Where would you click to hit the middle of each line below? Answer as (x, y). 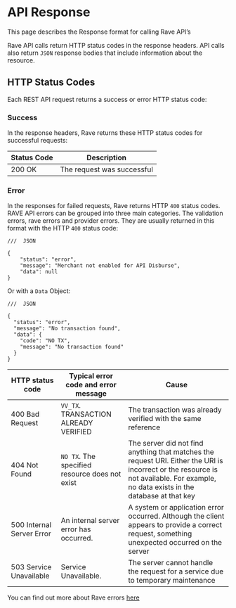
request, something (160, 533)
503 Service (31, 567)
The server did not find (166, 444)
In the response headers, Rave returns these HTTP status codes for (105, 133)
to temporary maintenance (172, 581)
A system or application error (176, 507)
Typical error (91, 376)
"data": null (39, 272)
